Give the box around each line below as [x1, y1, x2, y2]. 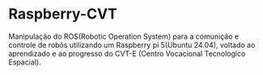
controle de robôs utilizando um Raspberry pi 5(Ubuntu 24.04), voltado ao [8, 40, 256, 49]
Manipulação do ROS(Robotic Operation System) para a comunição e [8, 31, 240, 41]
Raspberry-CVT [8, 5, 117, 23]
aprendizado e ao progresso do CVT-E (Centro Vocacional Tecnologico [8, 48, 246, 58]
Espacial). [8, 57, 42, 67]
